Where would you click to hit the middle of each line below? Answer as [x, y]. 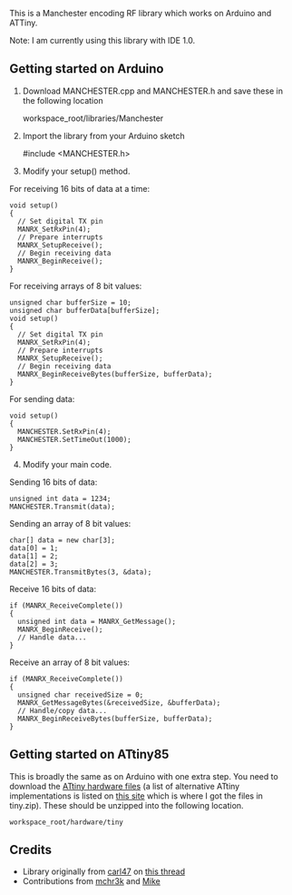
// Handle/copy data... [62, 710]
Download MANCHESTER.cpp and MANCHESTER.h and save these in [153, 91]
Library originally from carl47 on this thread [104, 871]
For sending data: [42, 398]
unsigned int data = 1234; [60, 498]
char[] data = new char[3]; [63, 540]
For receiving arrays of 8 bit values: [76, 286]
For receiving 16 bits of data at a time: [80, 188]
